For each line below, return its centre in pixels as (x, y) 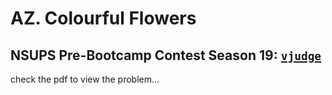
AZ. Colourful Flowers (103, 18)
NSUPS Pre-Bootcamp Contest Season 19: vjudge (166, 55)
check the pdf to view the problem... (85, 79)
